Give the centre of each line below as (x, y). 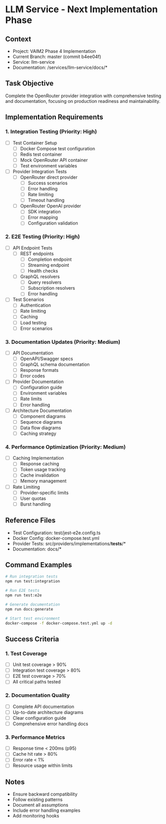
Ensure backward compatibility (45, 794)
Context (18, 39)
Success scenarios (47, 183)
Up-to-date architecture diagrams (48, 712)
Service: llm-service (34, 62)
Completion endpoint (50, 259)
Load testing (33, 322)
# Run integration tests (31, 576)
